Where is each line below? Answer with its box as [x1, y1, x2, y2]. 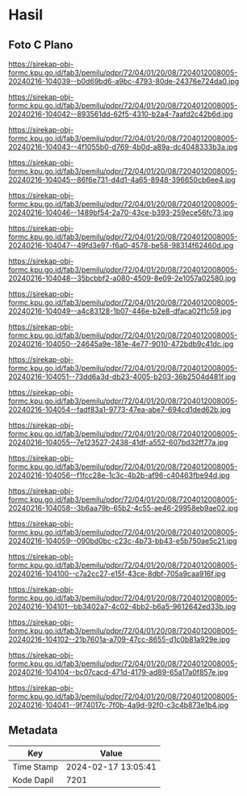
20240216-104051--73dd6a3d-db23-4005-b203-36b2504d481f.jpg [8, 372, 237, 381]
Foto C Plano [8, 38, 73, 52]
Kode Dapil [12, 774, 54, 785]
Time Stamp [12, 761, 59, 773]
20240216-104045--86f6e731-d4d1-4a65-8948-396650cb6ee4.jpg [8, 175, 236, 184]
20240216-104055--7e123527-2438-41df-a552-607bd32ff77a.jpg [8, 438, 228, 447]
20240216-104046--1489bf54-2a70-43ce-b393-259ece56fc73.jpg [8, 208, 234, 217]
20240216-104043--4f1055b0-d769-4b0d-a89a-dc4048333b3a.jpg [8, 142, 238, 151]
